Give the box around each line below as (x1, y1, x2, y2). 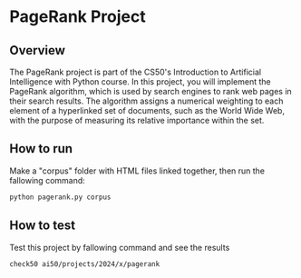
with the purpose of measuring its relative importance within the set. (9, 115, 265, 125)
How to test (9, 218, 75, 233)
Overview (9, 43, 66, 58)
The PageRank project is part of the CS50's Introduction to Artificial (9, 66, 261, 77)
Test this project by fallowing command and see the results (9, 242, 230, 253)
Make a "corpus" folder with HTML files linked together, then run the (9, 165, 266, 176)
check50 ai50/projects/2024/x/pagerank (9, 259, 160, 269)
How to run (9, 141, 73, 156)
